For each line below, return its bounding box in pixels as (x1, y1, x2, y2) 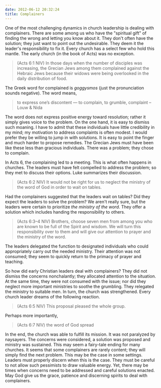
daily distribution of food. (16, 76, 67, 81)
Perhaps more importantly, (5, 312, 58, 318)
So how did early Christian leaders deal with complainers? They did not (5, 268, 147, 274)
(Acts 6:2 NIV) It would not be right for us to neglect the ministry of (16, 179, 151, 185)
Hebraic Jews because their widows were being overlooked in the (16, 70, 149, 76)
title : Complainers (5, 12, 45, 16)
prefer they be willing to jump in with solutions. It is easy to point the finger (5, 134, 154, 140)
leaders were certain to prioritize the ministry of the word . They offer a (5, 204, 146, 210)
